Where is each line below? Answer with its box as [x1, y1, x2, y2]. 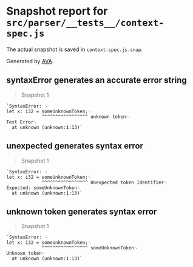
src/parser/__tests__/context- [6, 17, 164, 29]
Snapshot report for [6, 4, 108, 18]
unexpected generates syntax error [6, 141, 144, 151]
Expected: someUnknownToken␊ [6, 184, 81, 191]
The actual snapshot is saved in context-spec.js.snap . [6, 46, 143, 53]
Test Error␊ [6, 119, 38, 125]
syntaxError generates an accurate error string [6, 75, 187, 86]
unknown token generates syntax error [6, 206, 157, 217]
